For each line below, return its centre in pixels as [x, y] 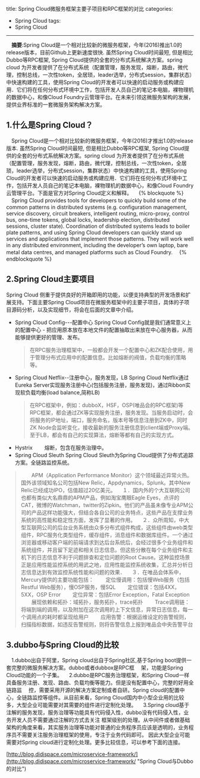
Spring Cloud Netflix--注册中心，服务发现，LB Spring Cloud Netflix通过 [102, 377]
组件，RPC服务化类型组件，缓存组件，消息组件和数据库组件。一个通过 [107, 535]
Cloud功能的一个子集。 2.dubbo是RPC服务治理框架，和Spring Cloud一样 [98, 675]
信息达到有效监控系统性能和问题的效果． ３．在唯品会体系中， [105, 572]
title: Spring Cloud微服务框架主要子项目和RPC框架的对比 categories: [90, 9]
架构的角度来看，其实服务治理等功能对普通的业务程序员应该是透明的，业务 [97, 727]
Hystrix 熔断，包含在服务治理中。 [61, 447]
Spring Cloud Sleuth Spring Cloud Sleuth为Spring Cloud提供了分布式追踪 [104, 455]
